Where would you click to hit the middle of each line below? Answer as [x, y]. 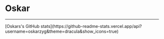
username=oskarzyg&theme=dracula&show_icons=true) [62, 31]
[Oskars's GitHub [22, 26]
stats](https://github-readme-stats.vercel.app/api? [91, 26]
